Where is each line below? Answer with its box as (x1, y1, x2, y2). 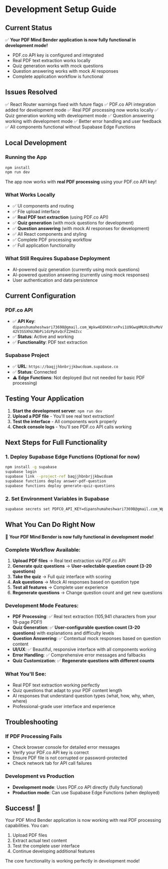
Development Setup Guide (5, 4, 116, 15)
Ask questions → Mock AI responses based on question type (12, 579, 139, 585)
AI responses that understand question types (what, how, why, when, (12, 692, 155, 699)
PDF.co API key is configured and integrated (12, 52, 104, 58)
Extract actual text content (12, 837, 67, 843)
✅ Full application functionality (12, 242, 76, 248)
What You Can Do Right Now (5, 520, 95, 529)
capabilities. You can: (5, 822, 49, 828)
